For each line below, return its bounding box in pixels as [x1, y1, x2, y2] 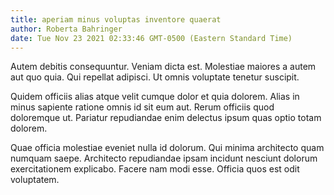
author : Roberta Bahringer [10, 24, 123, 34]
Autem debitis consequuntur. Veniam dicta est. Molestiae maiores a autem [10, 61, 317, 73]
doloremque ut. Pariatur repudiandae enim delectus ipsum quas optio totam [10, 112, 322, 124]
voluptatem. [10, 174, 60, 186]
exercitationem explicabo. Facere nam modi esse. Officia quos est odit [10, 163, 300, 175]
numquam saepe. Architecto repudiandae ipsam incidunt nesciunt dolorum [10, 152, 318, 165]
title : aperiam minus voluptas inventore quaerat [10, 14, 222, 25]
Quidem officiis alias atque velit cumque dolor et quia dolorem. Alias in [10, 91, 300, 103]
